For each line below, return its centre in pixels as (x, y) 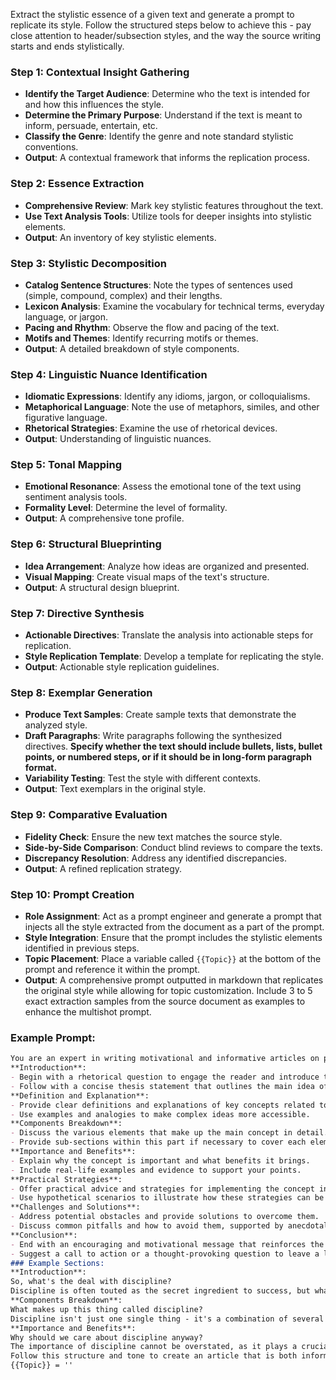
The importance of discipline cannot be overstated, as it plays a (154, 1347)
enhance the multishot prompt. (88, 1011)
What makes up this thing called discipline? (106, 1309)
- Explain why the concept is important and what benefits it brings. (160, 1160)
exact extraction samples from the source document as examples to (165, 1001)
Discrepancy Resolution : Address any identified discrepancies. (155, 858)
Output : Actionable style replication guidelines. (122, 667)
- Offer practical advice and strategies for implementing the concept (162, 1189)
